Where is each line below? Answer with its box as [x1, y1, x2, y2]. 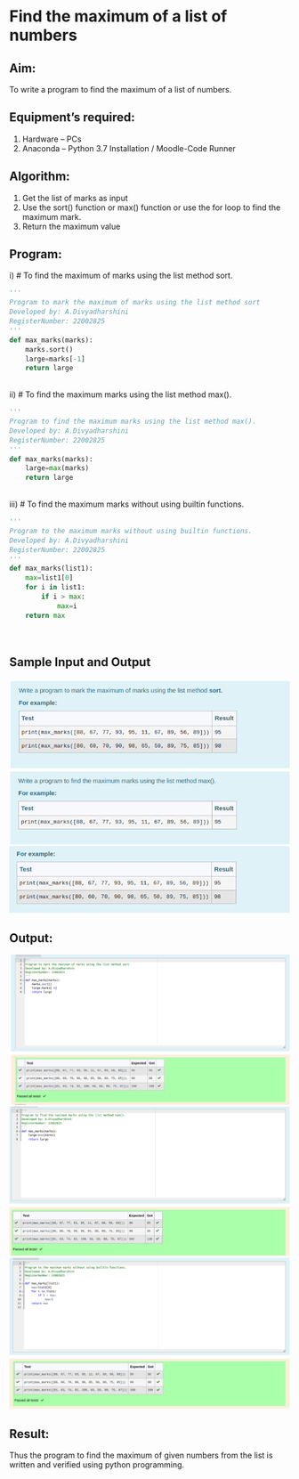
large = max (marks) [25, 464, 90, 473]
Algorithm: [9, 169, 70, 184]
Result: [9, 1426, 50, 1442]
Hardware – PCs [21, 134, 82, 144]
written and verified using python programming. [9, 1459, 185, 1470]
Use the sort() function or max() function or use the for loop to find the [21, 202, 281, 213]
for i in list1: [25, 583, 86, 592]
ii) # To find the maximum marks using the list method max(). [9, 389, 232, 400]
